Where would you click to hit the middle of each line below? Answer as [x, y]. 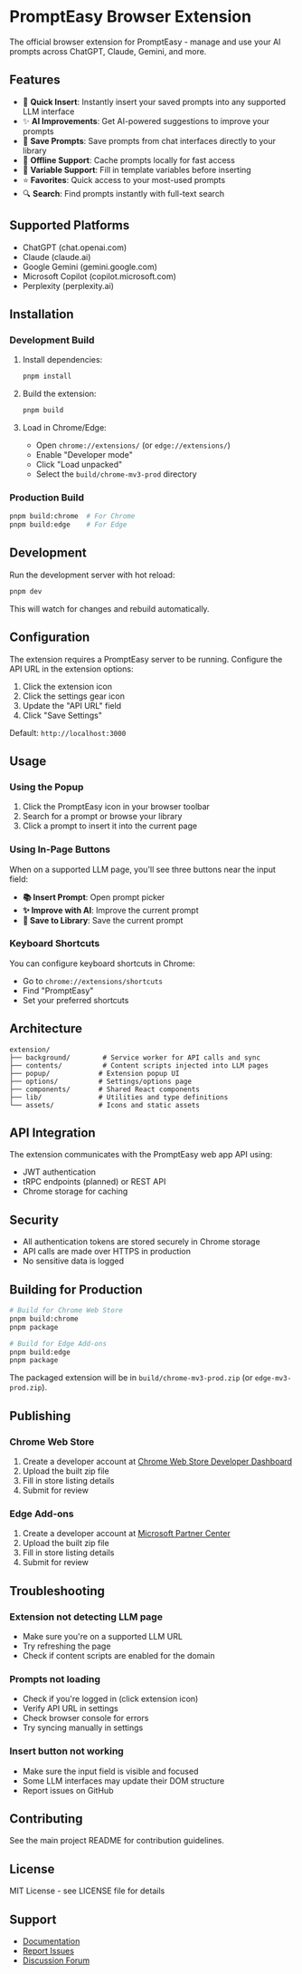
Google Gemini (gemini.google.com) [90, 266]
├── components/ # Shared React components [105, 1089]
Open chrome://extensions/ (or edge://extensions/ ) [133, 445]
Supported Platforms [70, 225]
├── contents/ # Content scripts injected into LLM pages [139, 1065]
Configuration [50, 638]
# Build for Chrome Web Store [66, 1311]
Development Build [52, 340]
